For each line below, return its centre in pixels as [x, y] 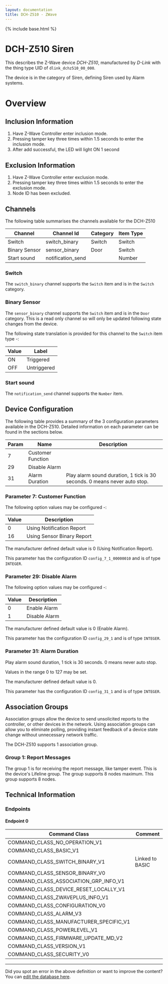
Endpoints [18, 809]
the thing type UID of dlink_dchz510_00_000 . [50, 68]
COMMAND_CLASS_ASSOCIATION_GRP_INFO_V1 [66, 881]
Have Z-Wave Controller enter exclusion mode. [60, 177]
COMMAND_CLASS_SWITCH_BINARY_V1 [56, 862]
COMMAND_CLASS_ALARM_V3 [45, 914]
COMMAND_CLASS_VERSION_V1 [47, 946]
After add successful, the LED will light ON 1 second [66, 149]
